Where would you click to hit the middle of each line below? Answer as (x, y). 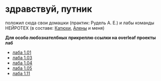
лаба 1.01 (22, 52)
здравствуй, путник (49, 9)
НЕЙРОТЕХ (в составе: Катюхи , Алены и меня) (55, 28)
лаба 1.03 (22, 57)
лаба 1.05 (22, 68)
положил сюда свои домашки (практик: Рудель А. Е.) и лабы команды (80, 23)
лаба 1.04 (22, 63)
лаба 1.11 (21, 73)
